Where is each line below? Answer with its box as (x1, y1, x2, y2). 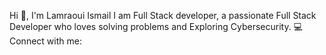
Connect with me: (9, 35, 82, 47)
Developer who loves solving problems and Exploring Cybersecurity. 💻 (9, 21, 304, 32)
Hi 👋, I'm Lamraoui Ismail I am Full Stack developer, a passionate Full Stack (9, 10, 317, 21)
